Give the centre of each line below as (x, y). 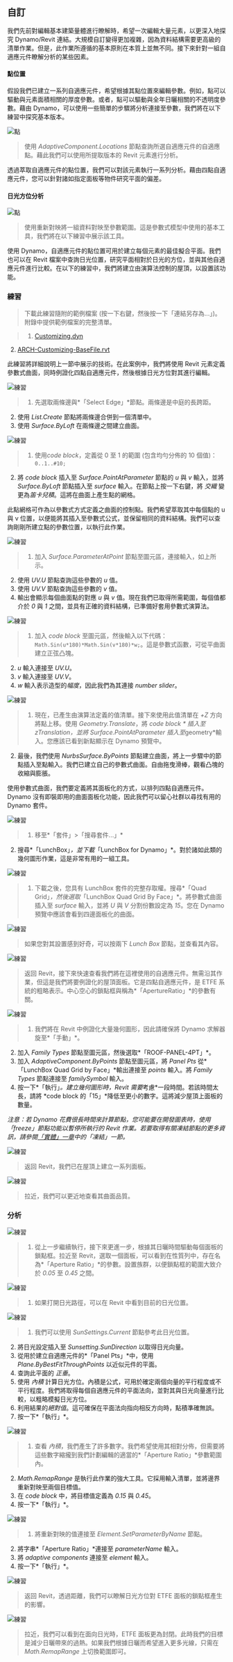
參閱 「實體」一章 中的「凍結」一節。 (77, 1137)
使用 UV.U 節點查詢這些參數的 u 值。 (69, 580)
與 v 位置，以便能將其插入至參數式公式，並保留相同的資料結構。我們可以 (111, 518)
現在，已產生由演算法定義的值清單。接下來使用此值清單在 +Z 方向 (128, 715)
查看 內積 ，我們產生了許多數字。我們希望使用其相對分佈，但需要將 (130, 1446)
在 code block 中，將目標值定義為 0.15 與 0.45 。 (86, 1496)
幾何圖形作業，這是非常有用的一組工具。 (75, 858)
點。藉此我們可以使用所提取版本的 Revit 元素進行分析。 (103, 155)
